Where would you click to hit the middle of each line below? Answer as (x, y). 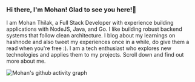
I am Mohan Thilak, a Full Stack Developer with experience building (90, 23)
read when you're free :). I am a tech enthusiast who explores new (89, 48)
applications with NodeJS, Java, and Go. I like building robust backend (94, 29)
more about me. (26, 61)
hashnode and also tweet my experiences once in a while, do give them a (98, 42)
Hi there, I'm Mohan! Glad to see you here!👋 (71, 10)
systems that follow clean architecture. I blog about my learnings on (91, 36)
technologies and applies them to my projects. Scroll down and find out (95, 55)
